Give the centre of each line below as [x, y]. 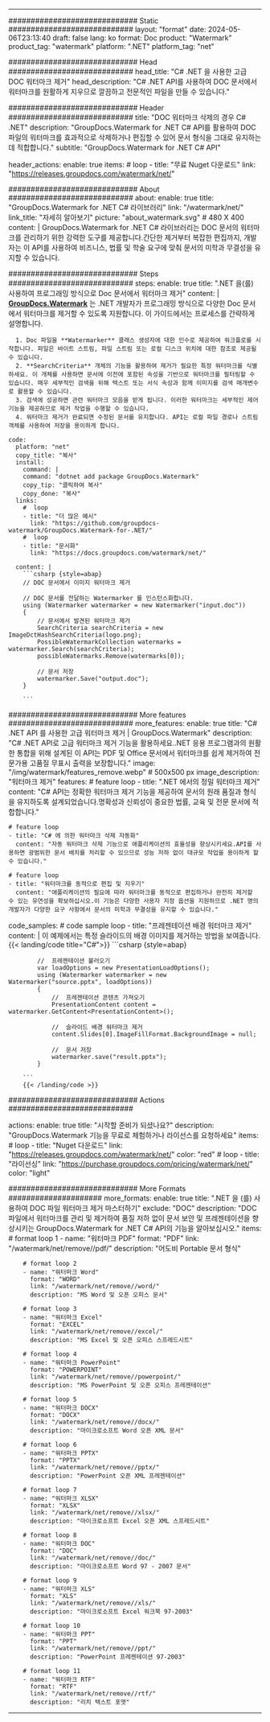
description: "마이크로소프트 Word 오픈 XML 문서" [107, 1431]
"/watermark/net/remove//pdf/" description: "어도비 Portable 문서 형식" [125, 1248]
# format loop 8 [50, 1535]
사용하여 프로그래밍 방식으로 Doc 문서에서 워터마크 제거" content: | [114, 293]
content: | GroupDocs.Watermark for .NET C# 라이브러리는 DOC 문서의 [123, 227]
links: [27, 501]
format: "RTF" [53, 1687]
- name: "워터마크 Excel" [63, 1317]
